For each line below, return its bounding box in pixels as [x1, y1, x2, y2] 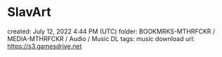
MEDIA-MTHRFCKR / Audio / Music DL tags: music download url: [7, 34, 195, 42]
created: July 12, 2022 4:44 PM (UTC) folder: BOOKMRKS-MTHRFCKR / [7, 27, 216, 35]
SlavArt [7, 4, 51, 20]
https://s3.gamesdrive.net [7, 42, 82, 50]
